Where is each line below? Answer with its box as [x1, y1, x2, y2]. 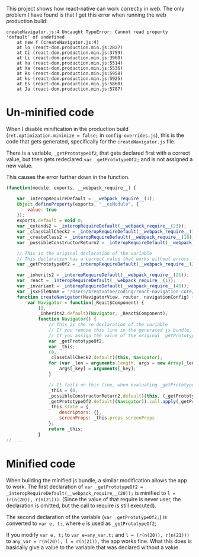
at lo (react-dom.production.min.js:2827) [17, 44, 123, 50]
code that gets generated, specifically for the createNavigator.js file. [6, 137, 176, 145]
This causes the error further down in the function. [6, 173, 130, 180]
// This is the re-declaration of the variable [48, 322, 168, 328]
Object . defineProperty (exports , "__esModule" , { [17, 201, 139, 207]
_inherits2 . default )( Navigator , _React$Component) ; [37, 310, 168, 316]
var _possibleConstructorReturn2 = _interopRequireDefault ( [17, 239, 168, 245]
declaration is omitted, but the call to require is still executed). [6, 502, 157, 509]
